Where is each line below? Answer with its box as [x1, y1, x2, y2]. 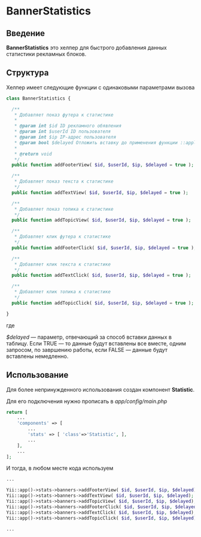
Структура [6, 68, 49, 78]
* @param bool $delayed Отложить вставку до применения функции [14, 139, 178, 145]
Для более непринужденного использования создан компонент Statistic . [6, 386, 195, 393]
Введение [6, 28, 45, 38]
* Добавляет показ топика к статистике [14, 206, 114, 212]
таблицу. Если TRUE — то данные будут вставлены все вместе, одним [6, 339, 187, 347]
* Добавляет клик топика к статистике [14, 289, 111, 295]
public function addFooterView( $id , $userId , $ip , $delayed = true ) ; [11, 162, 194, 168]
